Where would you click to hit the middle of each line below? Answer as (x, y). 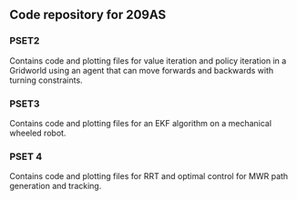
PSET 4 (26, 156)
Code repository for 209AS (88, 15)
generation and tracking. (56, 186)
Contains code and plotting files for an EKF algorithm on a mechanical (140, 123)
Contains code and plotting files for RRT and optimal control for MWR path (149, 176)
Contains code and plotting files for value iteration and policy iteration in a (148, 60)
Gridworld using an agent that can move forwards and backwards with (142, 70)
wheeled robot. (38, 133)
